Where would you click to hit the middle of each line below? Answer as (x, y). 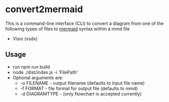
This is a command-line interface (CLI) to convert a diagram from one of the (84, 23)
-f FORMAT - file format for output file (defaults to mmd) (79, 88)
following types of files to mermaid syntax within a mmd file (68, 28)
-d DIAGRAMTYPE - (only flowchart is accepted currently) (81, 94)
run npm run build (31, 66)
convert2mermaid (44, 9)
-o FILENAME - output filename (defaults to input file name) (82, 83)
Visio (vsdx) (25, 39)
